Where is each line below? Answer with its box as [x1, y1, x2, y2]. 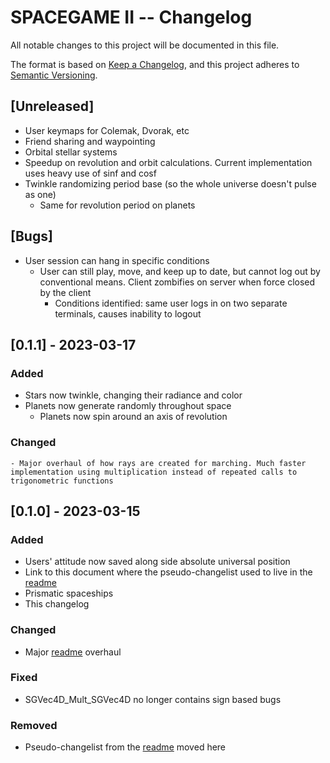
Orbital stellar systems [24, 146, 118, 158]
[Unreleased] [10, 98, 95, 115]
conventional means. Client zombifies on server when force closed [39, 276, 316, 288]
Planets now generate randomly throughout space [24, 400, 232, 412]
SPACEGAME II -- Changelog [10, 6, 253, 29]
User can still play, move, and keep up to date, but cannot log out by [39, 265, 321, 277]
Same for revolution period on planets [39, 199, 196, 211]
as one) [24, 188, 57, 200]
